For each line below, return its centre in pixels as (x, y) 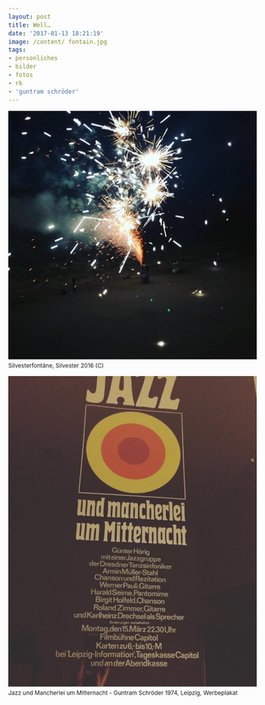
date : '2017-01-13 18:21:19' (56, 33)
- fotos (21, 75)
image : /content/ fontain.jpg (58, 42)
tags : (17, 50)
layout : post (30, 17)
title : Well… (30, 25)
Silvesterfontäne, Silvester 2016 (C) (56, 366)
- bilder (22, 67)
